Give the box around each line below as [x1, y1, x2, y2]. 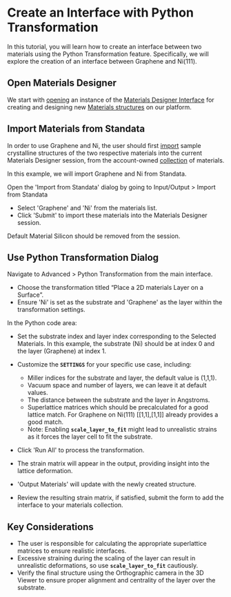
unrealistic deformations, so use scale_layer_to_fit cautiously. [17, 562, 199, 570]
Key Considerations [7, 521, 94, 533]
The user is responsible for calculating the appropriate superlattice [17, 540, 207, 548]
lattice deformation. [17, 467, 73, 475]
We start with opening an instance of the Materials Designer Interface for [7, 95, 215, 104]
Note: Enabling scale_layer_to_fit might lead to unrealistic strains [27, 425, 217, 434]
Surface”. [17, 291, 44, 299]
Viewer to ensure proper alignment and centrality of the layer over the [17, 576, 216, 585]
